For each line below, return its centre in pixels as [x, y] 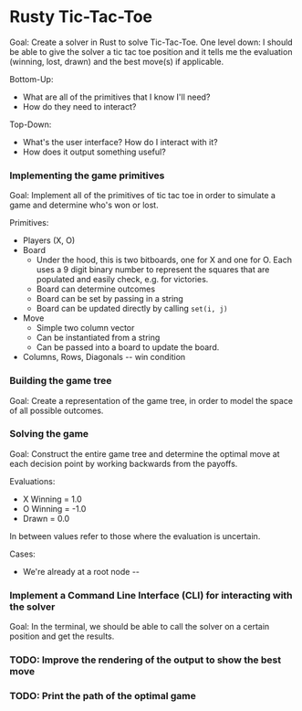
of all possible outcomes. [57, 410]
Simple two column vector [85, 328]
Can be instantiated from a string [98, 338]
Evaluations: [32, 481]
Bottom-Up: [31, 79]
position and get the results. [62, 636]
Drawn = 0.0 [46, 518]
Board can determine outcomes [96, 289]
